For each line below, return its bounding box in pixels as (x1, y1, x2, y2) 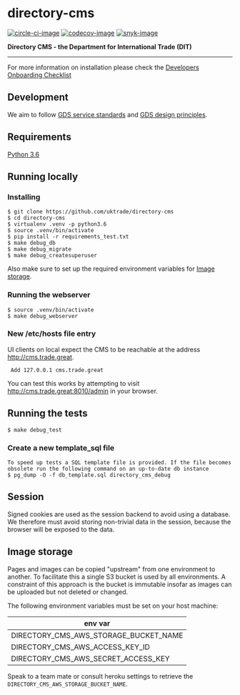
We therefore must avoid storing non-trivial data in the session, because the (7, 517, 231, 526)
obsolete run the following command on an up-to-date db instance (7, 465, 209, 472)
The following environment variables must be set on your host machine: (7, 601, 219, 610)
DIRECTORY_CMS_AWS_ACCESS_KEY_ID (11, 641, 150, 651)
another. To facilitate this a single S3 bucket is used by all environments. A (7, 572, 226, 581)
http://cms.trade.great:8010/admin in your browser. (7, 386, 159, 395)
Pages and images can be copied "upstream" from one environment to (7, 564, 216, 573)
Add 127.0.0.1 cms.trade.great (10, 366, 104, 374)
